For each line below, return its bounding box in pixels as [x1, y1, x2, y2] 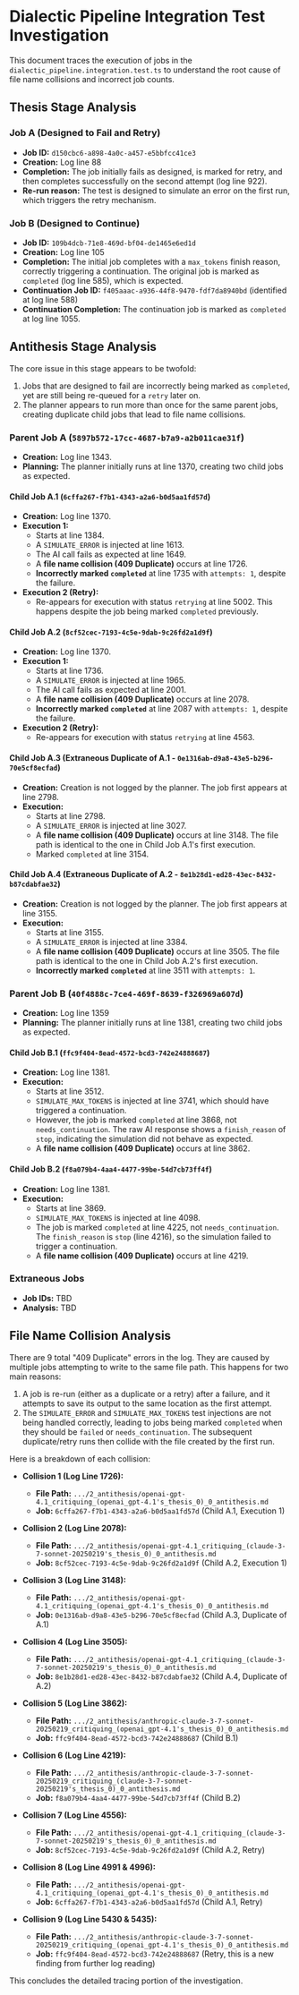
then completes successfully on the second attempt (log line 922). [21, 175, 268, 186]
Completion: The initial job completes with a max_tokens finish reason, [21, 256, 281, 267]
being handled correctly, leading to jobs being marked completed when [21, 1417, 283, 1428]
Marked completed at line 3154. [35, 848, 149, 859]
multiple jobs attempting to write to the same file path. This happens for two [9, 1361, 289, 1372]
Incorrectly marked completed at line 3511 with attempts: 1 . [35, 965, 256, 976]
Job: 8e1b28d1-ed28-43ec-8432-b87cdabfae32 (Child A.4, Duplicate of [35, 1671, 288, 1682]
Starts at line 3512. [35, 1086, 105, 1097]
